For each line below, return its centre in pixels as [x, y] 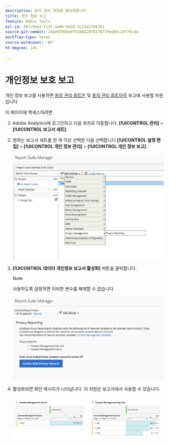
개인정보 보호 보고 [40, 80]
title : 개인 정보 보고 [26, 16]
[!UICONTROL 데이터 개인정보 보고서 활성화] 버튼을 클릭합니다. [74, 268]
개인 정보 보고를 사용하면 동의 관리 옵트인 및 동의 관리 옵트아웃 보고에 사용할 [80, 95]
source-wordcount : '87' [30, 43]
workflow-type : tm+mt [28, 37]
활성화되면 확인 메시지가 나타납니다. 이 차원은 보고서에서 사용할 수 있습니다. [86, 389]
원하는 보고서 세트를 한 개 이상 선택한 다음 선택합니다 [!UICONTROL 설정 [84, 140]
